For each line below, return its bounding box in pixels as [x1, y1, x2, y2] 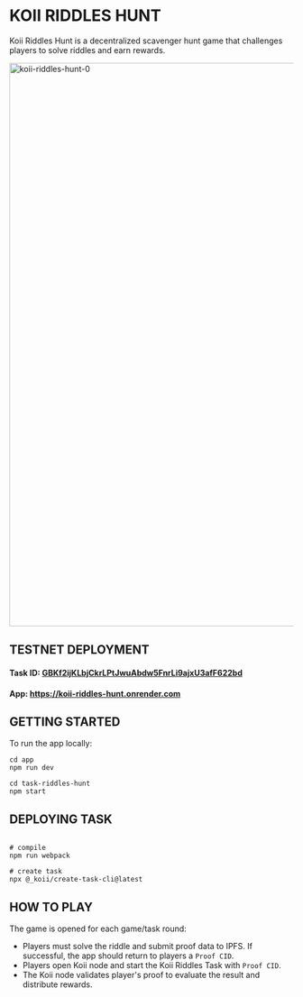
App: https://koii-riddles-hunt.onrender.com [9, 688, 181, 699]
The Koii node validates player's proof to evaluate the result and [22, 969, 261, 980]
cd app [9, 755, 34, 764]
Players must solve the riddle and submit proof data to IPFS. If [22, 940, 253, 951]
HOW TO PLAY [9, 899, 93, 915]
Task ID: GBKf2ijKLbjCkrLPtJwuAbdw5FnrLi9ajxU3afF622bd [9, 667, 243, 678]
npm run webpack [9, 851, 70, 861]
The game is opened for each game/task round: [9, 923, 187, 934]
